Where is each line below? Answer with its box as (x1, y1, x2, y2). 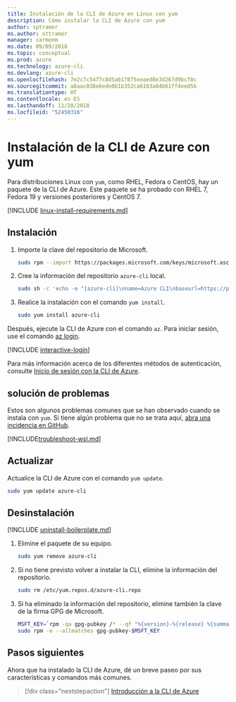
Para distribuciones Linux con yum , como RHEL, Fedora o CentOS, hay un (7, 177, 218, 186)
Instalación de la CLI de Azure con (7, 139, 210, 155)
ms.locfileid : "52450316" (7, 109, 83, 116)
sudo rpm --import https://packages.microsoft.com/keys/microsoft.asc (17, 259, 230, 266)
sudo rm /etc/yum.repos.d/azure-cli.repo (17, 587, 141, 594)
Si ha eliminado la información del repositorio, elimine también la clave (17, 600, 222, 608)
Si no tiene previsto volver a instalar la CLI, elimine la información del (17, 566, 218, 574)
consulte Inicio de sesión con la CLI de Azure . (7, 367, 140, 375)
